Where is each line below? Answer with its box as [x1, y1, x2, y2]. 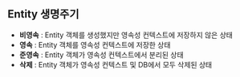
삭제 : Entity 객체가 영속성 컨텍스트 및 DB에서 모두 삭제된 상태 [18, 60, 213, 69]
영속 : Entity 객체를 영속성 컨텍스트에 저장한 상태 [18, 40, 171, 49]
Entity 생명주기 [7, 7, 79, 21]
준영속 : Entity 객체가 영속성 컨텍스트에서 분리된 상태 [18, 50, 184, 60]
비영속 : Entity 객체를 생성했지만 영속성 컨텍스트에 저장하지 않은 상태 [18, 30, 234, 40]
